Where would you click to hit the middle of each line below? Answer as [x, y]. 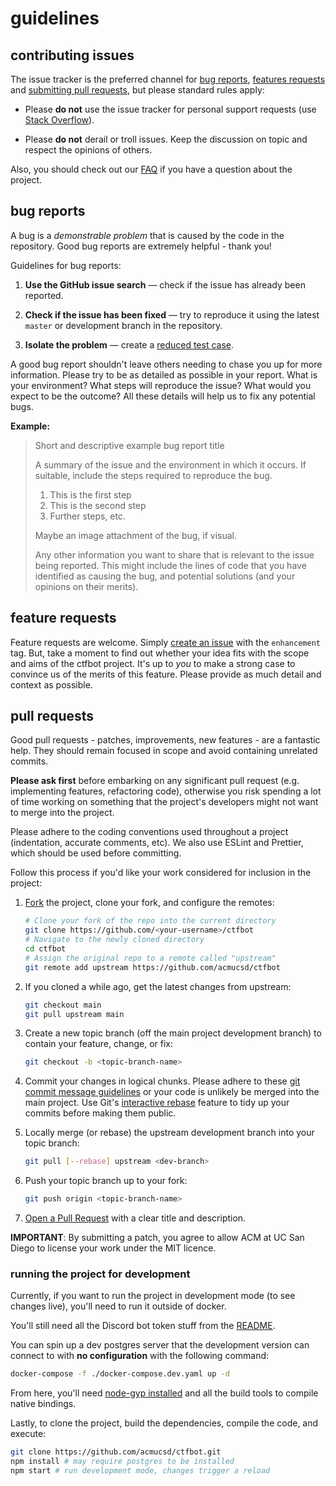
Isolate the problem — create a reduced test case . [129, 344]
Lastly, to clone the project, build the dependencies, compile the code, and [164, 1423]
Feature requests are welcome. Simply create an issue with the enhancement [165, 642]
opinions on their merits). [86, 586]
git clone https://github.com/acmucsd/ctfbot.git [116, 1452]
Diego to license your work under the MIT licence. [113, 1248]
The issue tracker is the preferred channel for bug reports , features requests [168, 79]
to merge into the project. [62, 813]
